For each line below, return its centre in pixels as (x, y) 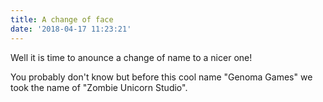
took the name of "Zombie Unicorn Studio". (99, 87)
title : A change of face (62, 19)
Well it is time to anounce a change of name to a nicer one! (131, 57)
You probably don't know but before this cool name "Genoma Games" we (161, 77)
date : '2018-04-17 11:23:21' (71, 29)
